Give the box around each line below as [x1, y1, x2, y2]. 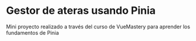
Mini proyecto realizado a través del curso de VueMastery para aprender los [6, 23, 191, 30]
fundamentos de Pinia [6, 29, 59, 36]
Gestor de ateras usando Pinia [6, 4, 156, 17]
